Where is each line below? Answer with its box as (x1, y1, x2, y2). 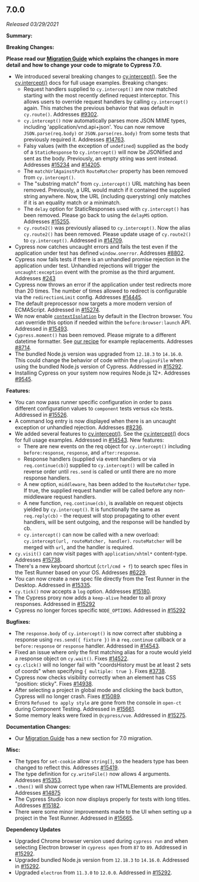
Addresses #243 (14, 274, 56, 281)
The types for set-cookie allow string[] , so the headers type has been (14, 757, 188, 764)
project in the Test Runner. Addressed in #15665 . (14, 814, 134, 821)
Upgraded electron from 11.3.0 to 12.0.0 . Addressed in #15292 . (14, 869, 173, 876)
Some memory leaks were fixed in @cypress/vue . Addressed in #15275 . (14, 712, 187, 719)
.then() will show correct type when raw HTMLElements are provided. (14, 783, 188, 790)
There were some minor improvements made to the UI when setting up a (14, 808, 192, 815)
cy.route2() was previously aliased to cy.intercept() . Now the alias (23, 224, 191, 231)
